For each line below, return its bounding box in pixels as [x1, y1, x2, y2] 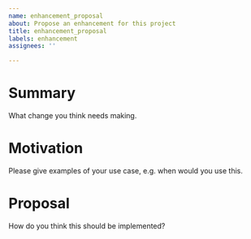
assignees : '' [8, 42, 57, 50]
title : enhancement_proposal [8, 27, 107, 35]
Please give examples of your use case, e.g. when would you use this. [8, 166, 244, 175]
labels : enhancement [8, 34, 79, 43]
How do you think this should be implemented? [8, 220, 166, 231]
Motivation [8, 139, 84, 158]
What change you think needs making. [8, 111, 137, 121]
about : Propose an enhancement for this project [8, 19, 176, 28]
